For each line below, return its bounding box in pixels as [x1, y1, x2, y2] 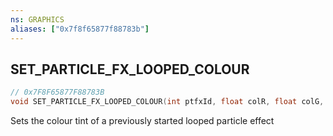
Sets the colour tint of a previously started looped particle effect [10, 115, 275, 127]
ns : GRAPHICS [10, 14, 65, 25]
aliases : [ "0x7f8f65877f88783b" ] [10, 24, 150, 34]
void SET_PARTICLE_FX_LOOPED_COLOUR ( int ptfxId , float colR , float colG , [10, 97, 325, 107]
